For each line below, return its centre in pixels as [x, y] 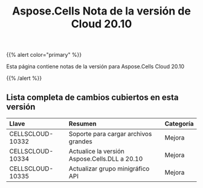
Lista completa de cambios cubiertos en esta [93, 97]
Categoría [179, 124]
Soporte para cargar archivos [110, 134]
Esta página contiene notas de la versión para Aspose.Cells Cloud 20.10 [95, 66]
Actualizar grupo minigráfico [109, 169]
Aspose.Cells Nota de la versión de [101, 11]
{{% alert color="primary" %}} [44, 55]
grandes [80, 141]
